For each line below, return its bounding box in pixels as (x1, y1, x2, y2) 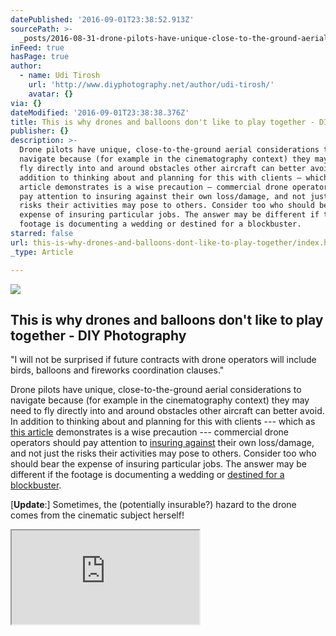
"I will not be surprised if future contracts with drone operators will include (10, 354, 317, 366)
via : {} (10, 98, 43, 108)
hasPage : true (10, 52, 70, 62)
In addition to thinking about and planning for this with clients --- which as (10, 416, 316, 428)
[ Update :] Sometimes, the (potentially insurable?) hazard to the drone (10, 499, 297, 511)
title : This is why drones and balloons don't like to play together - (10, 117, 315, 127)
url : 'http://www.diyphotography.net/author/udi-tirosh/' (28, 80, 275, 90)
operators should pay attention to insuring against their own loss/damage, (10, 437, 315, 449)
